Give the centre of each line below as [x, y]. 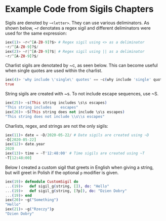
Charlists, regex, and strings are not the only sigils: [57, 126]
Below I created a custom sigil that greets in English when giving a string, [80, 167]
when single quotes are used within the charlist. [54, 71]
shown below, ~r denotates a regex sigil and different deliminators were [78, 28]
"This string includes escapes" [42, 108]
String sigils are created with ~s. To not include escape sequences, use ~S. [82, 94]
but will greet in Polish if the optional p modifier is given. [62, 172]
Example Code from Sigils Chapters [80, 9]
